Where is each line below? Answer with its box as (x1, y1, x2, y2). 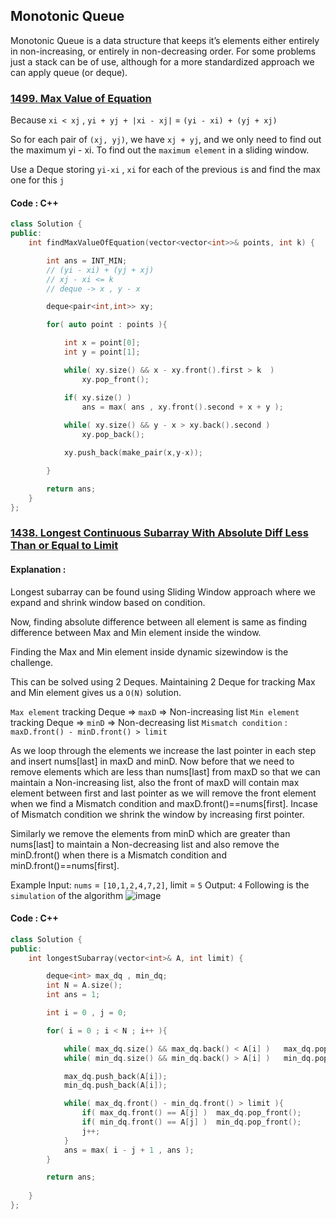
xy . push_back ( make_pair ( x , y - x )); (63, 448, 203, 458)
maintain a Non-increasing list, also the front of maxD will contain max (10, 776, 300, 788)
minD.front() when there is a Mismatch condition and (10, 849, 227, 861)
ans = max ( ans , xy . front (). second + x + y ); (81, 402, 284, 412)
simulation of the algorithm (10, 889, 124, 901)
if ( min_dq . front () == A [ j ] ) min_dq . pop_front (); (81, 1117, 302, 1128)
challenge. (10, 656, 54, 668)
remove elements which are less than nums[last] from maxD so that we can (10, 765, 321, 778)
